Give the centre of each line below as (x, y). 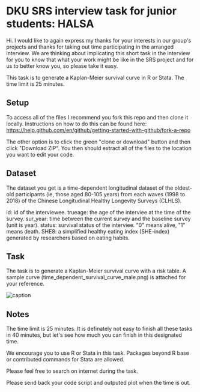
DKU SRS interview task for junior (92, 11)
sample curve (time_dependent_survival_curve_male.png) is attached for (96, 277)
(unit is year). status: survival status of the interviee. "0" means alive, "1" (96, 225)
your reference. (26, 284)
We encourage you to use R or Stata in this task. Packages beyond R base (98, 353)
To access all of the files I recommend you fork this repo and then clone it (97, 117)
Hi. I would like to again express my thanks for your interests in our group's (99, 40)
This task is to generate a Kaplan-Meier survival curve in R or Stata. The (95, 77)
